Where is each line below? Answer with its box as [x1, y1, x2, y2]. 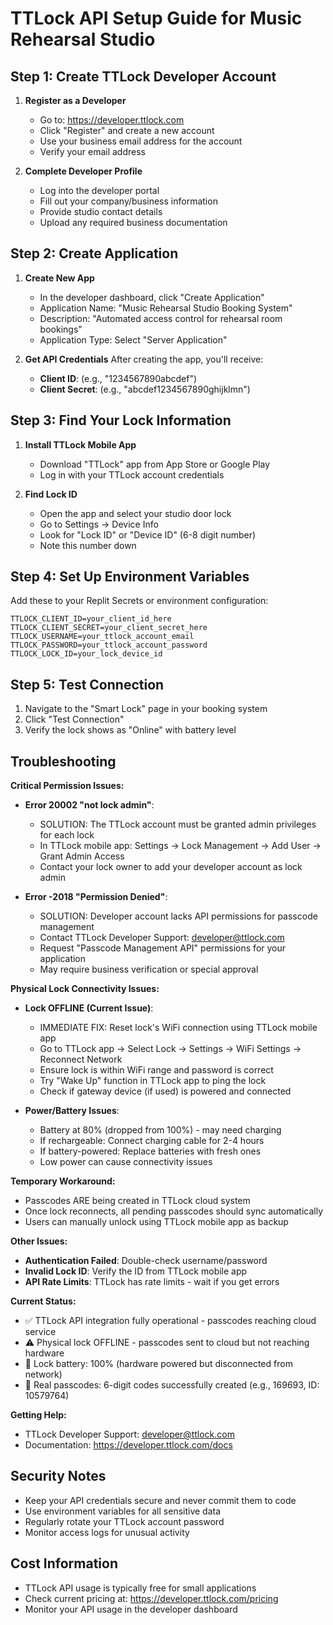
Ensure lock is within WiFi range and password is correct [39, 1064, 274, 1076]
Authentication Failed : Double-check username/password [24, 1255, 268, 1267]
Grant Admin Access [39, 850, 125, 862]
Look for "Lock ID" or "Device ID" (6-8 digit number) [39, 528, 257, 541]
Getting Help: [10, 1409, 67, 1421]
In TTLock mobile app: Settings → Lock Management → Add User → [39, 840, 322, 852]
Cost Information [10, 1555, 118, 1572]
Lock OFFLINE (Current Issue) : [24, 1002, 154, 1014]
